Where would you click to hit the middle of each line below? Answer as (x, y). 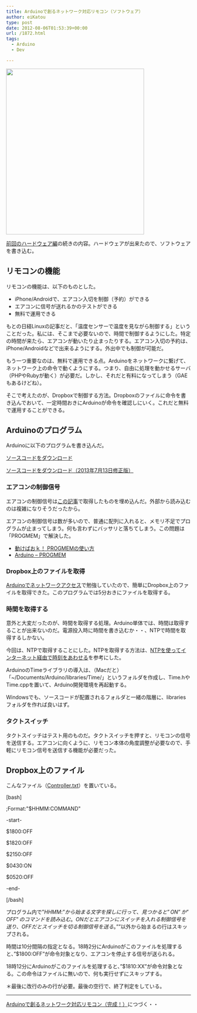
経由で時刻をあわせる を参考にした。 (80, 658)
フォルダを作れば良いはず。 (39, 705)
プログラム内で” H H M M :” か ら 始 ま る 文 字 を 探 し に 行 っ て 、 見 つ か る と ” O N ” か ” (97, 912)
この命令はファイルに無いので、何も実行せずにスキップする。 (91, 974)
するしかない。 (29, 638)
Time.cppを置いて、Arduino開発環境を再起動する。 (68, 685)
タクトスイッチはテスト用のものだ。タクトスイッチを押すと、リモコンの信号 (98, 735)
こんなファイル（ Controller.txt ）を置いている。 (63, 785)
